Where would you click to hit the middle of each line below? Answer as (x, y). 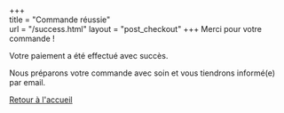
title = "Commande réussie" (60, 20)
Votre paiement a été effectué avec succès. (89, 56)
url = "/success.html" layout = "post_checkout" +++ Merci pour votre (135, 29)
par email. (28, 82)
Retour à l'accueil (41, 100)
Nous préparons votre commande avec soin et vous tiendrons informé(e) (142, 73)
